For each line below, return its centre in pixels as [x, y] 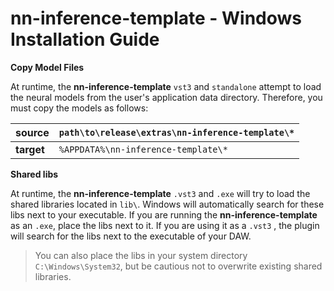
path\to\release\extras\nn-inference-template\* [176, 132]
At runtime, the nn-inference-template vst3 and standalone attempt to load [166, 86]
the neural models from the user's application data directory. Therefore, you [166, 97]
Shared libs [34, 174]
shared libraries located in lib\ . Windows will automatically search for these [167, 204]
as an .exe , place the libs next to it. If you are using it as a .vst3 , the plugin [165, 225]
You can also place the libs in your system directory [141, 255]
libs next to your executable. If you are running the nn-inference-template [164, 214]
